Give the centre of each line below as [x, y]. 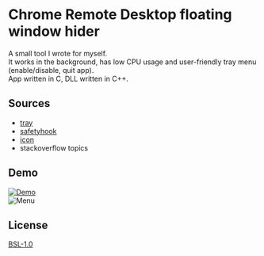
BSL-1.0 [21, 244]
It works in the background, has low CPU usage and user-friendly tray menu [132, 62]
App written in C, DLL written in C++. [69, 78]
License [28, 225]
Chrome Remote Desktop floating [120, 15]
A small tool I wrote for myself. [58, 53]
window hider [54, 31]
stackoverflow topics [54, 147]
